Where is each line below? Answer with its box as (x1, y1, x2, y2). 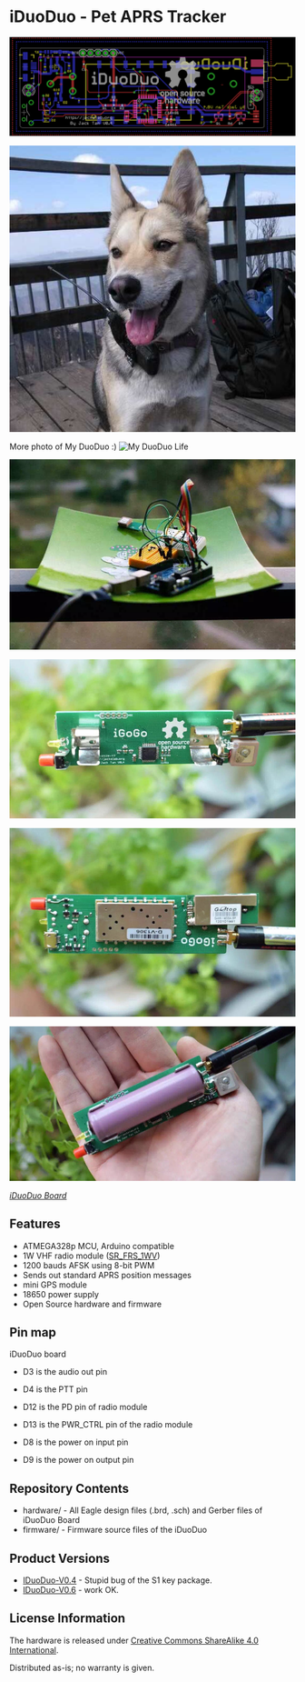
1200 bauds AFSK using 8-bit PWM (22, 1259, 155, 1270)
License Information (9, 1611, 125, 1627)
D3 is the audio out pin (22, 1367, 108, 1377)
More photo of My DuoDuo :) (9, 441, 117, 452)
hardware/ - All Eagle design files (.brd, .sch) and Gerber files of (22, 1505, 263, 1516)
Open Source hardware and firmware (22, 1298, 162, 1309)
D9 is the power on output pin (22, 1455, 134, 1466)
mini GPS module (22, 1279, 88, 1290)
